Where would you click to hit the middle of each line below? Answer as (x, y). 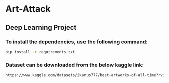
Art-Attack (28, 9)
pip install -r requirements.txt (40, 52)
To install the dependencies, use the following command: (77, 42)
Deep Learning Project (41, 27)
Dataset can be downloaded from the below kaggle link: (75, 65)
